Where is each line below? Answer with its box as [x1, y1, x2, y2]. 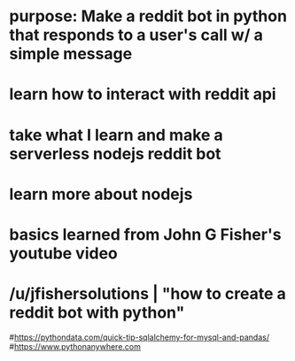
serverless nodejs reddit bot [9, 143, 221, 164]
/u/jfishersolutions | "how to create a [9, 284, 286, 304]
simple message [9, 44, 133, 64]
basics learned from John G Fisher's [9, 224, 282, 244]
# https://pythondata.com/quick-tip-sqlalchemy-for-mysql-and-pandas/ [9, 332, 270, 342]
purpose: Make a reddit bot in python [9, 6, 288, 27]
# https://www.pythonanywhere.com [9, 341, 142, 351]
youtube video [9, 243, 118, 263]
